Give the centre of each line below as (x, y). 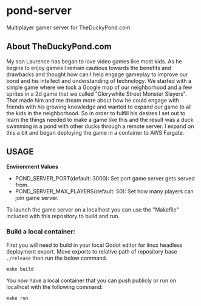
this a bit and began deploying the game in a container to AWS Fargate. (95, 132)
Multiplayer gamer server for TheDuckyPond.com (68, 27)
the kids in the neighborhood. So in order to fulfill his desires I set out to (96, 113)
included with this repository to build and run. (63, 216)
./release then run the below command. (57, 258)
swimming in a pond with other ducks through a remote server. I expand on (100, 126)
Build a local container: (41, 232)
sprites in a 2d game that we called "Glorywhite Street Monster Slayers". (97, 94)
